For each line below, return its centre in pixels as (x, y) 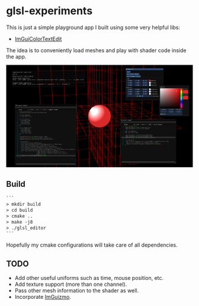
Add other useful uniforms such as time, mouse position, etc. (89, 278)
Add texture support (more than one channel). (71, 284)
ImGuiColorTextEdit (38, 39)
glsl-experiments (49, 11)
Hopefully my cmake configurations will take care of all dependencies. (92, 245)
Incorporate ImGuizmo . (43, 297)
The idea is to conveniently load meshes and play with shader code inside (96, 50)
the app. (16, 56)
